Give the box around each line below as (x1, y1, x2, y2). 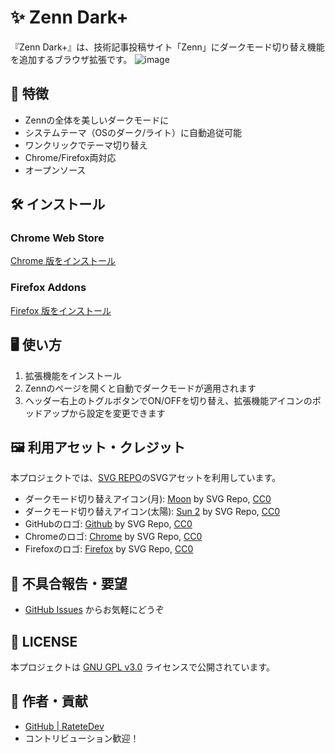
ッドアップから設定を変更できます (24, 407, 166, 419)
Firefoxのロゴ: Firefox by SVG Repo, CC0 (24, 543, 194, 555)
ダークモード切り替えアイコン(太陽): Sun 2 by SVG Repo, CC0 (24, 506, 281, 518)
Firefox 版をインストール (10, 304, 112, 316)
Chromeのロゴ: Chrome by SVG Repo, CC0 (24, 531, 203, 543)
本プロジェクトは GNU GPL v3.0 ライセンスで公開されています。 (10, 661, 276, 673)
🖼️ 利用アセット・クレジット (10, 439, 186, 456)
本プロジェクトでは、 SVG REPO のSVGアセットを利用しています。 (10, 472, 282, 484)
